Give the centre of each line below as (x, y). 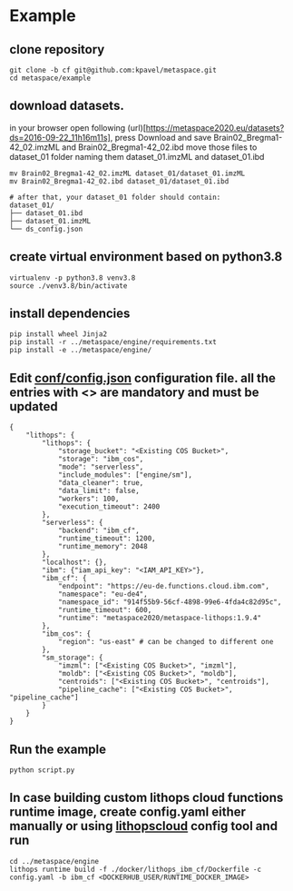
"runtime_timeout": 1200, (107, 539)
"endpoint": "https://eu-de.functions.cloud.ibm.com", (164, 587)
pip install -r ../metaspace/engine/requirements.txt (113, 342)
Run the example (58, 749)
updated (34, 406)
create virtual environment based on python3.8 (146, 257)
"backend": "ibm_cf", (99, 531)
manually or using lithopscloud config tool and (144, 826)
